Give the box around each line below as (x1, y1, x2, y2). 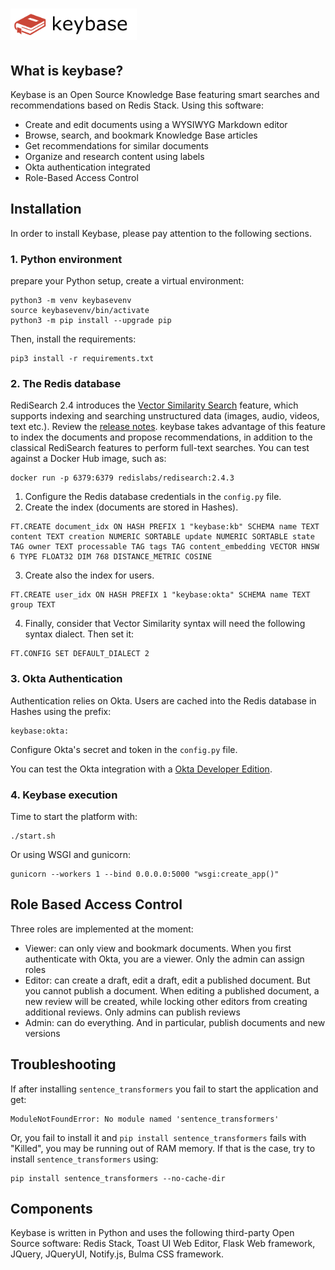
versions (24, 1027, 61, 1039)
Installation (10, 201, 82, 218)
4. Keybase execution (10, 788, 118, 802)
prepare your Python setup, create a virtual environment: (10, 275, 245, 287)
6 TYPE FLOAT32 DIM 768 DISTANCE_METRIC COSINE (10, 552, 213, 562)
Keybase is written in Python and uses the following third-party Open (10, 1227, 295, 1239)
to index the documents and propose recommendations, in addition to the (10, 431, 313, 443)
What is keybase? (10, 62, 124, 79)
